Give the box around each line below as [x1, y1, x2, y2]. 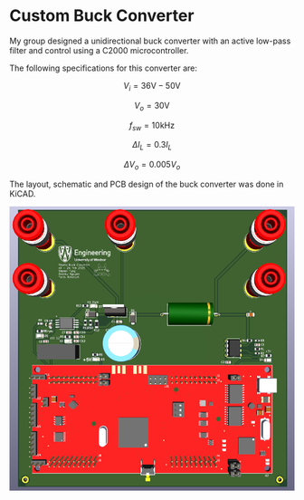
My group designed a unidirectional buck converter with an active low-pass [9, 35, 291, 46]
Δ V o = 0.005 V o [123, 159, 181, 172]
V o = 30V [134, 100, 170, 113]
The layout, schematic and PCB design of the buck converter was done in [9, 178, 284, 189]
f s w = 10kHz [129, 120, 175, 132]
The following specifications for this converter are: [9, 62, 197, 73]
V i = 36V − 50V [123, 80, 181, 93]
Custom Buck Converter [9, 5, 195, 26]
